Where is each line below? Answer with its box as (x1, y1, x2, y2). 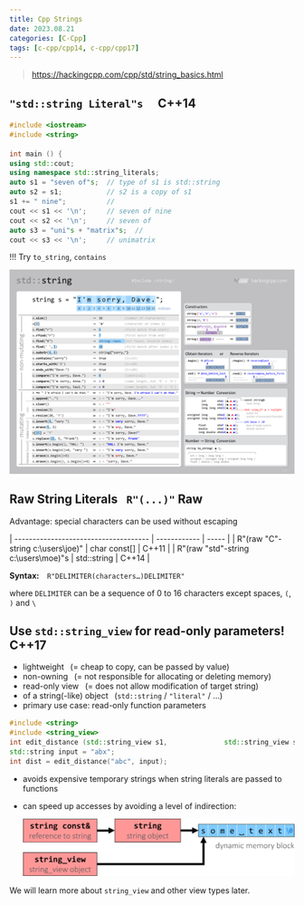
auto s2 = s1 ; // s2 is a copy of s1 (9, 188, 193, 197)
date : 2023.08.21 (9, 24, 75, 34)
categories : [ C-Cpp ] (9, 34, 88, 43)
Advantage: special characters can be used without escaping (9, 515, 238, 526)
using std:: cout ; (9, 159, 75, 168)
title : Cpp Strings (9, 14, 83, 24)
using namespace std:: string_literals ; (9, 168, 160, 178)
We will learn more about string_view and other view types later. (9, 885, 251, 896)
